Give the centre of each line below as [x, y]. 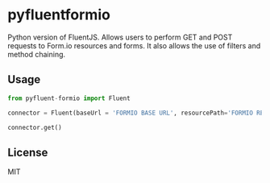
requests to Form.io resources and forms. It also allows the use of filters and [134, 45]
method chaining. [37, 54]
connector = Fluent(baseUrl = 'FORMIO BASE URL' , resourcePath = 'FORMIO [130, 113]
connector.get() [35, 127]
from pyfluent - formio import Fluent [69, 98]
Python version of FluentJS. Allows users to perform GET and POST [120, 37]
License [28, 152]
